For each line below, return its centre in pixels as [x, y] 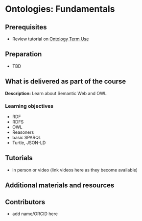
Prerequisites [26, 27]
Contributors [25, 202]
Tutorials [19, 158]
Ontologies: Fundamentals [60, 9]
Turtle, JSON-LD [29, 143]
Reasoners [23, 132]
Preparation [24, 54]
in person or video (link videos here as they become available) [75, 170]
